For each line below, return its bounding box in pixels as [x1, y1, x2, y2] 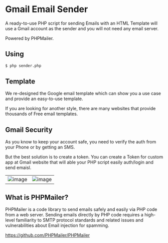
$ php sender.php [5, 63, 42, 68]
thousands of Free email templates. [5, 111, 78, 117]
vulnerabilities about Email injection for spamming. [5, 222, 109, 228]
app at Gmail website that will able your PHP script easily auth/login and [5, 159, 154, 166]
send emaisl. [5, 165, 32, 171]
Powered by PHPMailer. [5, 35, 54, 41]
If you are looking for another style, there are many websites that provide [5, 106, 156, 112]
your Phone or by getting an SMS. [5, 144, 75, 150]
